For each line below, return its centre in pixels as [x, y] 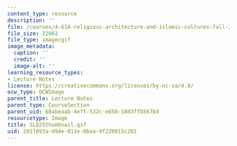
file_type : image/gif [39, 40]
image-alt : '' [34, 66]
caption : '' [31, 53]
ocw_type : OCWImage [36, 92]
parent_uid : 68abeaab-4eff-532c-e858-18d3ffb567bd [83, 112]
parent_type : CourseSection [49, 105]
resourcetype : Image [38, 118]
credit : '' [30, 60]
